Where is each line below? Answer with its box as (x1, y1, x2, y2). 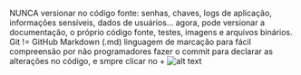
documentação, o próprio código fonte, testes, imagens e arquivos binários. (9, 27, 293, 37)
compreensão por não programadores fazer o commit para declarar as (9, 46, 274, 57)
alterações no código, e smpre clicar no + (9, 56, 166, 66)
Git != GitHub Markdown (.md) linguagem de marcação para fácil (9, 36, 252, 47)
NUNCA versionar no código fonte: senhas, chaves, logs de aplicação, (9, 8, 272, 18)
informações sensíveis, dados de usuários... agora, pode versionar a (9, 17, 266, 28)
